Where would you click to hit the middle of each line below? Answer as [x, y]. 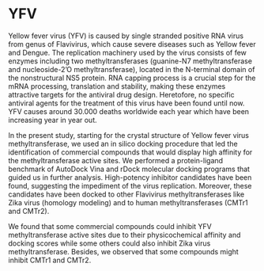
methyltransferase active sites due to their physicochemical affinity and [124, 235]
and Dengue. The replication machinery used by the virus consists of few [128, 52]
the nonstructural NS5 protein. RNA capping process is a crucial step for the [132, 78]
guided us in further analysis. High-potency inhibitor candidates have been [130, 177]
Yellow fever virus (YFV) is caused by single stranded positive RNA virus [126, 36]
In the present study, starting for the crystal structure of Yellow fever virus [128, 135]
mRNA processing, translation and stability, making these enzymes [117, 86]
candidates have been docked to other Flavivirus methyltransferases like [126, 194]
